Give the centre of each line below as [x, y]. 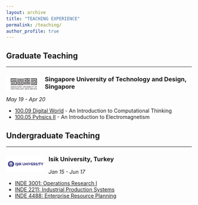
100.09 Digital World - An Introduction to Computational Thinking [93, 111]
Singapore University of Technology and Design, [116, 79]
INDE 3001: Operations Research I [56, 183]
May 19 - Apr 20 [26, 100]
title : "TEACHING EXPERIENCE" [43, 19]
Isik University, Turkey [81, 159]
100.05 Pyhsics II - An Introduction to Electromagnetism [82, 117]
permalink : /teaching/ [34, 25]
